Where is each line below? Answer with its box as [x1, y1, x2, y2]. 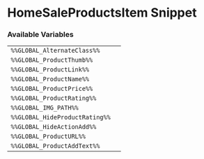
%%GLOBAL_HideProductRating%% [10, 113, 111, 122]
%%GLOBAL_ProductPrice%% [10, 85, 93, 93]
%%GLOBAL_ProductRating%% [10, 94, 97, 102]
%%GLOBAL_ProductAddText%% [10, 142, 100, 150]
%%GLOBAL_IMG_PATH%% [10, 104, 79, 112]
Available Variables [7, 30, 74, 40]
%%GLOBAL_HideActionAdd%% [10, 123, 97, 131]
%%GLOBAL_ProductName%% [10, 75, 90, 83]
